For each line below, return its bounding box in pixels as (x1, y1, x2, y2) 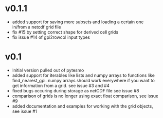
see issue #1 (12, 108, 37, 114)
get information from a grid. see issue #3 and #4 (12, 83, 109, 88)
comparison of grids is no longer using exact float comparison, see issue (12, 93, 159, 99)
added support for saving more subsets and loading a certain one (12, 19, 144, 25)
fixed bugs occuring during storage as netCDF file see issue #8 (12, 88, 140, 93)
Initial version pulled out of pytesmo (12, 67, 84, 73)
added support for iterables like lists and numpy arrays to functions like (12, 72, 155, 78)
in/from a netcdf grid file (12, 24, 61, 29)
